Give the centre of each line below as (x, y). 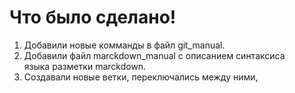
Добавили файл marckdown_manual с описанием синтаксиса (154, 55)
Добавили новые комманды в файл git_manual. (124, 45)
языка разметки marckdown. (85, 66)
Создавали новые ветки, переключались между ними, (141, 77)
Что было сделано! (93, 17)
